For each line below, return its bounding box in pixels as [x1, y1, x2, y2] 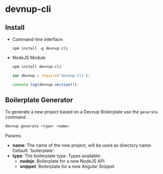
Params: [5, 133, 22, 139]
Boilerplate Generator [5, 96, 73, 105]
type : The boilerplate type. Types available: [12, 153, 102, 159]
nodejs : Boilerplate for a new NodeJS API [19, 158, 105, 164]
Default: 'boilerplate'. [12, 148, 55, 154]
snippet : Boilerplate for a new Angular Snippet [19, 164, 115, 170]
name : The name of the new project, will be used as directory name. [12, 142, 152, 148]
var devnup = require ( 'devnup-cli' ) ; [12, 73, 91, 78]
